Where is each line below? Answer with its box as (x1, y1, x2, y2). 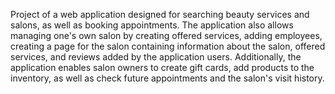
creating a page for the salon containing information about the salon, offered (10, 40, 326, 52)
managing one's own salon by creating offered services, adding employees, (10, 30, 323, 41)
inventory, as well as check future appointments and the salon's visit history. (10, 72, 325, 84)
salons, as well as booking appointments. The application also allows (10, 19, 294, 31)
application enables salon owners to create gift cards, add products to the (10, 62, 315, 73)
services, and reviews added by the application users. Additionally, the (10, 51, 302, 63)
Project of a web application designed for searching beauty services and (10, 9, 310, 20)
